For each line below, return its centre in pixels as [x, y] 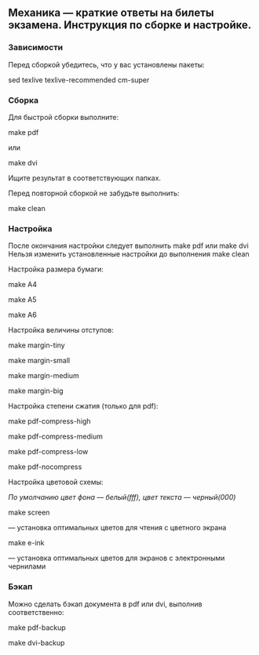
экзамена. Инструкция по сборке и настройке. [130, 25]
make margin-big [36, 391]
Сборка [24, 100]
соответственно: [36, 612]
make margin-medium [44, 376]
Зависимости [36, 48]
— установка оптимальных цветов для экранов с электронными [117, 558]
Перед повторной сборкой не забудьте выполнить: [94, 193]
